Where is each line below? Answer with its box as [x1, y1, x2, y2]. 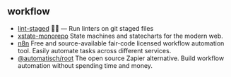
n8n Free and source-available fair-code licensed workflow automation [17, 38, 225, 48]
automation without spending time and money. [17, 61, 153, 69]
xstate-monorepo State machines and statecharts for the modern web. [17, 31, 224, 40]
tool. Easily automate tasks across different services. [17, 46, 172, 55]
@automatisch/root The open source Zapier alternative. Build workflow [17, 54, 225, 62]
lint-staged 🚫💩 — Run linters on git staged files [17, 24, 154, 32]
